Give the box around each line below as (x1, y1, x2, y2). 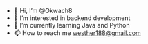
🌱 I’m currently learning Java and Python (13, 21, 130, 29)
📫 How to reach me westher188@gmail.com (13, 29, 142, 37)
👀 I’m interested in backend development (13, 14, 131, 22)
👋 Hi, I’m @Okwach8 (13, 7, 73, 14)
